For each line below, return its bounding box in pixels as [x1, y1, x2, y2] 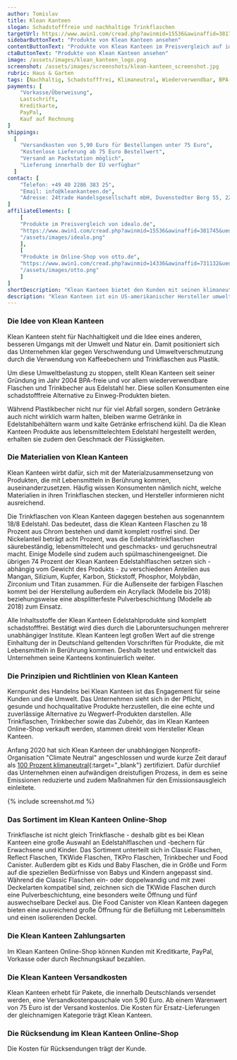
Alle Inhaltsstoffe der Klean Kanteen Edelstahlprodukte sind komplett [7, 616, 207, 624]
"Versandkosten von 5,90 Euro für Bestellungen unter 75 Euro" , [20, 142, 213, 149]
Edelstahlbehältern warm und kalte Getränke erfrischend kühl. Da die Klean [7, 420, 226, 428]
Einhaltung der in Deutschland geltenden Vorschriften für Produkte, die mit [7, 638, 224, 647]
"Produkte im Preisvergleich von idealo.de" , [20, 220, 157, 228]
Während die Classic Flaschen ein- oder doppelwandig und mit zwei [7, 876, 206, 884]
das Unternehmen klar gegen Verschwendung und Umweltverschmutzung [7, 347, 224, 355]
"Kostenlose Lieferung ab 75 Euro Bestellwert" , [20, 148, 166, 155]
